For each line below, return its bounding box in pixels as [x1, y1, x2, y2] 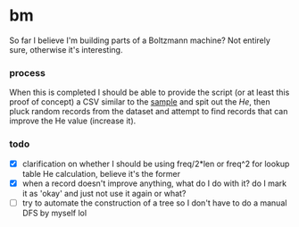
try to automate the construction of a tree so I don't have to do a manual [21, 198, 287, 208]
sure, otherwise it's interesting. [9, 44, 123, 55]
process [9, 66, 46, 79]
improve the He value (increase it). [9, 115, 137, 126]
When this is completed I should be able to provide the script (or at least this [9, 87, 290, 98]
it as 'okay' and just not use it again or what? [21, 188, 187, 198]
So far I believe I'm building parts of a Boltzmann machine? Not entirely [9, 35, 270, 46]
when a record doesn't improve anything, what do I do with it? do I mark [21, 178, 287, 189]
